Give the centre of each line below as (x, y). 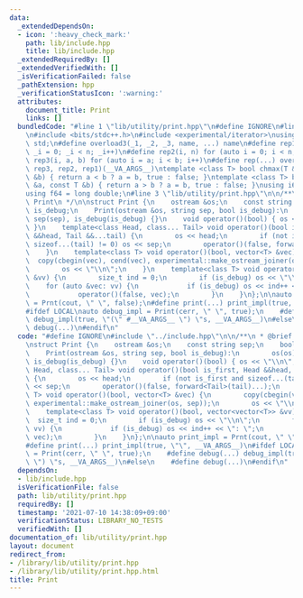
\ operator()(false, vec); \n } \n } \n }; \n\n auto (159, 294)
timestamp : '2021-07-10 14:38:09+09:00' (94, 512)
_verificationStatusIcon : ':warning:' (91, 93)
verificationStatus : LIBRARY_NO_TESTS (91, 521)
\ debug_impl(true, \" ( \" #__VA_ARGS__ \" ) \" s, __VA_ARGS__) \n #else (159, 320)
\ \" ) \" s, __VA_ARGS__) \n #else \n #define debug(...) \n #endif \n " (157, 462)
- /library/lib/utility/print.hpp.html (84, 571)
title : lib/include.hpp (70, 51)
